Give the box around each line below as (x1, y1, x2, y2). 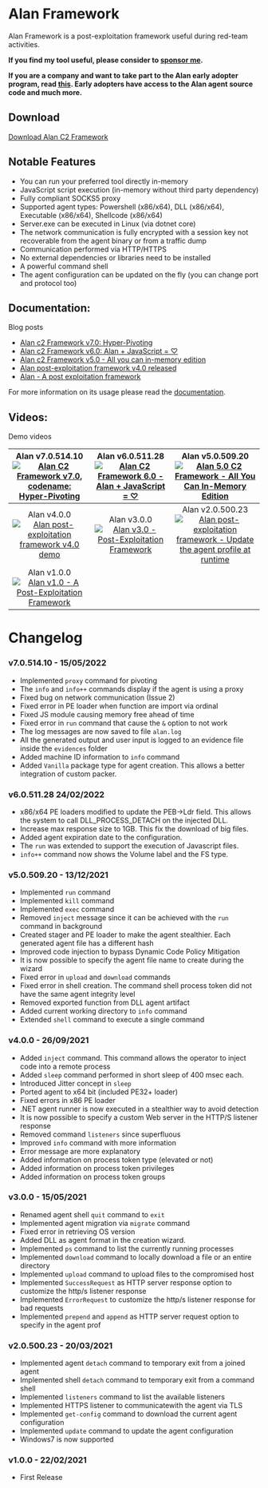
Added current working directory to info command (19, 1006, 187, 1016)
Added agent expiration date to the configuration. (19, 832, 183, 842)
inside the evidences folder (19, 744, 108, 753)
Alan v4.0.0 (27, 509, 72, 520)
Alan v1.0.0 (27, 567, 72, 578)
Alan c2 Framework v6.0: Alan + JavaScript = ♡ (19, 347, 178, 356)
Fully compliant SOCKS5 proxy (19, 193, 121, 203)
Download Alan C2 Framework (8, 132, 109, 141)
